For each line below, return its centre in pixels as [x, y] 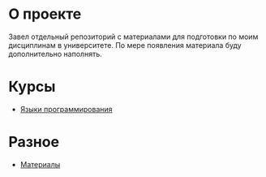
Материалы [40, 164]
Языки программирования [66, 109]
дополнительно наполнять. [56, 54]
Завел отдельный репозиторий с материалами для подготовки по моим [133, 37]
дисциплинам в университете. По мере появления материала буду [125, 45]
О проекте [45, 14]
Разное [34, 142]
